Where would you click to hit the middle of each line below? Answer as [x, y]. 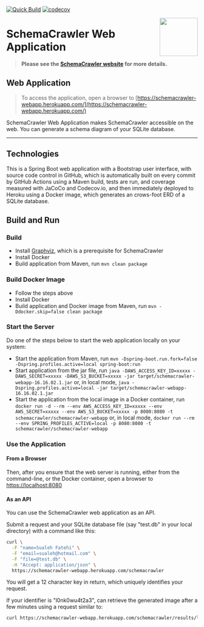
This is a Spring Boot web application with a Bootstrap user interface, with [99, 168]
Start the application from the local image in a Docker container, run [100, 399]
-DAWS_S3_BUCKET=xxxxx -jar [100, 376]
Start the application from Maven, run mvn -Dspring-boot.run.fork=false [106, 358]
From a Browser [27, 459]
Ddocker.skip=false [40, 312]
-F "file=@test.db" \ [39, 559]
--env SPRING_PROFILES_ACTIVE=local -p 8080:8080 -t [83, 423]
